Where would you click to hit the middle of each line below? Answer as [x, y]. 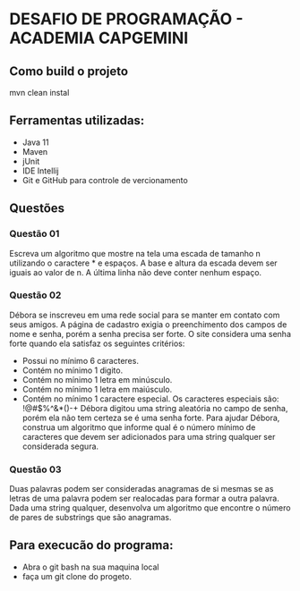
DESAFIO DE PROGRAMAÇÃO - [126, 19]
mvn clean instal [39, 93]
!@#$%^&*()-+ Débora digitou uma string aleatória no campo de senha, [155, 408]
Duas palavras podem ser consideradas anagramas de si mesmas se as [141, 489]
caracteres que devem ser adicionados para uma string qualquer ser [149, 436]
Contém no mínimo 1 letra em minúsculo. [97, 379]
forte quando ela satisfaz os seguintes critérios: [97, 343]
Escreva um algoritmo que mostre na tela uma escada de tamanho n [135, 253]
